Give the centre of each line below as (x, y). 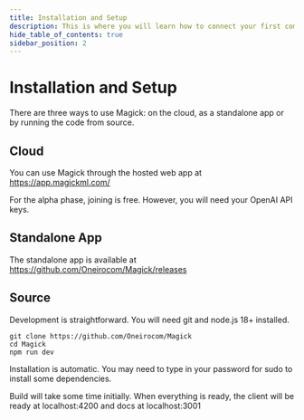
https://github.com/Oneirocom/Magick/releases (98, 269)
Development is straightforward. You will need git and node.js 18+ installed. (149, 320)
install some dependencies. (61, 378)
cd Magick (28, 344)
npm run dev (32, 352)
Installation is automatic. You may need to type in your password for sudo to (151, 368)
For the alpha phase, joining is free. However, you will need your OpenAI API (151, 200)
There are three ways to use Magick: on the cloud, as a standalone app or (147, 113)
